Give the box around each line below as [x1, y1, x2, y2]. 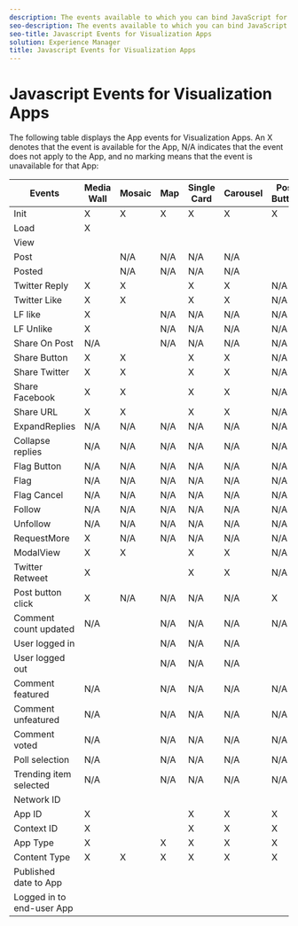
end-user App [13, 902, 74, 914]
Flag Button [13, 460, 62, 472]
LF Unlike [13, 323, 53, 335]
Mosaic [119, 187, 153, 199]
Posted [13, 265, 43, 277]
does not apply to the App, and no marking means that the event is [9, 152, 253, 162]
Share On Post [13, 338, 74, 350]
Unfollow [13, 517, 51, 530]
